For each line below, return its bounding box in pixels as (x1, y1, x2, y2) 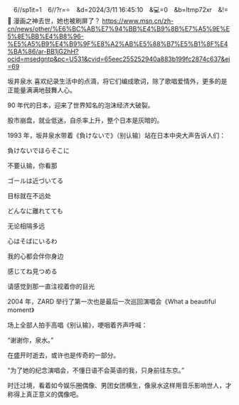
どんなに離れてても (7, 207, 63, 215)
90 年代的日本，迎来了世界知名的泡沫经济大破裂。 (7, 101, 154, 109)
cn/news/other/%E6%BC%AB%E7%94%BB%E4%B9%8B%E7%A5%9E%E (7, 25, 230, 33)
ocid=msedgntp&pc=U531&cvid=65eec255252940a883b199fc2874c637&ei (7, 55, 230, 63)
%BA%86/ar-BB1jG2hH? (7, 48, 79, 55)
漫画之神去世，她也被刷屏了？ (13, 16, 101, 25)
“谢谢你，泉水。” (7, 336, 54, 344)
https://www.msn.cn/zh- (102, 16, 174, 25)
